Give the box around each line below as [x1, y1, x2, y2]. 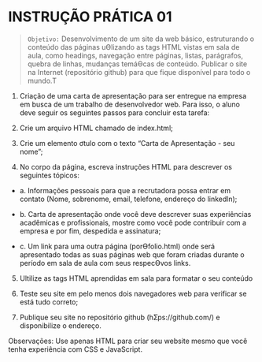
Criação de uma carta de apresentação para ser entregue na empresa [19, 91, 247, 100]
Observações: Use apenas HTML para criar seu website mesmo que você [8, 336, 248, 345]
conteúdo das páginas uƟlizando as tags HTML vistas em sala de [27, 42, 240, 51]
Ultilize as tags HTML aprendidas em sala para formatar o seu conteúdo [19, 273, 253, 283]
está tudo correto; [19, 297, 79, 307]
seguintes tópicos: [19, 170, 80, 180]
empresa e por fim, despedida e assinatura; [19, 226, 161, 236]
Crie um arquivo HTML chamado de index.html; [19, 123, 173, 132]
